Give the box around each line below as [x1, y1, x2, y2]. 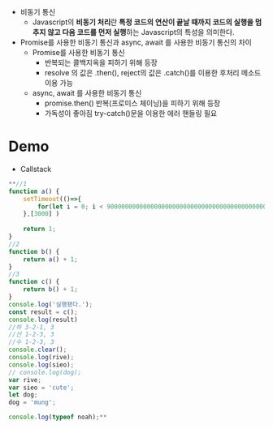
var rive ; [8, 375, 42, 384]
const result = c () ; [8, 307, 79, 316]
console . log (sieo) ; [8, 360, 75, 369]
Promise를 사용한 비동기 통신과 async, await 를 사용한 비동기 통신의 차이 [19, 37, 252, 47]
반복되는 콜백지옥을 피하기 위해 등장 [44, 58, 158, 67]
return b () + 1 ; [23, 285, 79, 294]
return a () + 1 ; [23, 255, 79, 264]
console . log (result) [8, 315, 79, 324]
